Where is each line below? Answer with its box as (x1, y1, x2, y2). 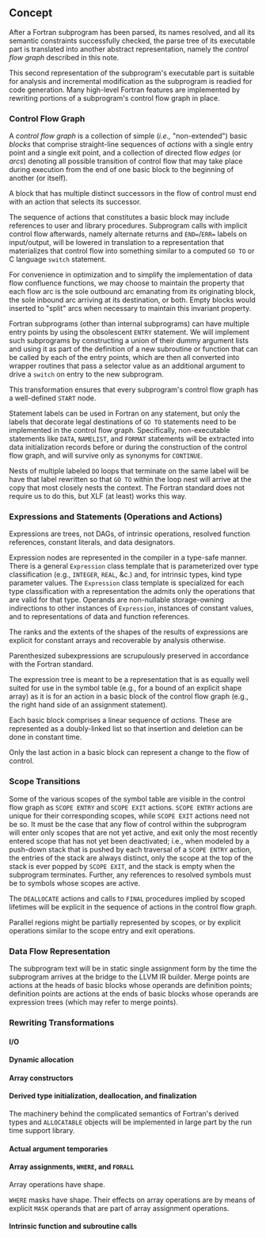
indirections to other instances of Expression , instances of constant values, (9, 603, 254, 613)
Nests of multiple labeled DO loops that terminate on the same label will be (9, 466, 249, 476)
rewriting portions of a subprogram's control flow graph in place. (9, 93, 220, 102)
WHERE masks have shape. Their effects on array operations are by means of (9, 1195, 256, 1204)
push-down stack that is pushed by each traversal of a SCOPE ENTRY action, (9, 844, 253, 854)
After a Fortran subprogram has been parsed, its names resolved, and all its (9, 27, 256, 36)
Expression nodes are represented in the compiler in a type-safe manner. (9, 553, 248, 562)
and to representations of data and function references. (9, 612, 191, 622)
